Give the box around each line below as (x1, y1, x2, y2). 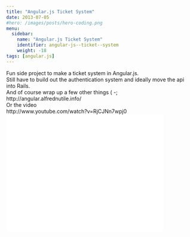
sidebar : (11, 31, 33, 37)
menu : (6, 25, 20, 32)
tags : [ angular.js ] (6, 53, 55, 59)
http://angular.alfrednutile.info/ (6, 95, 82, 102)
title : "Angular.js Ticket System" (6, 8, 95, 15)
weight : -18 (17, 48, 47, 54)
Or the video (6, 101, 37, 108)
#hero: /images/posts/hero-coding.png (6, 20, 103, 26)
